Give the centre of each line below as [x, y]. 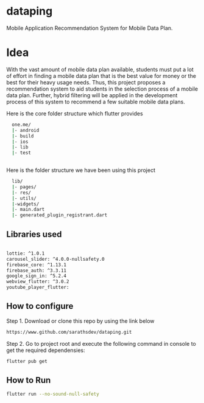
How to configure [40, 306]
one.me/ [22, 125]
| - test [22, 153]
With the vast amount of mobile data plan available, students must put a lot [100, 69]
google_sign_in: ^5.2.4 [37, 276]
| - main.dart [28, 210]
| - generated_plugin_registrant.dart [60, 215]
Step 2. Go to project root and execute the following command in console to [101, 343]
